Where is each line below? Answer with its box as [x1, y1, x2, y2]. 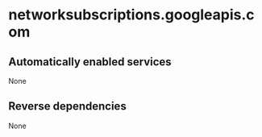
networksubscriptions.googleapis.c [8, 6, 256, 24]
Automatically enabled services [8, 55, 172, 68]
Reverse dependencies [8, 99, 127, 114]
